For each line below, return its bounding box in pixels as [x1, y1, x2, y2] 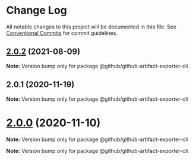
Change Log [6, 4, 67, 17]
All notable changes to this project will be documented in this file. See [6, 23, 177, 30]
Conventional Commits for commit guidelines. [6, 29, 118, 36]
